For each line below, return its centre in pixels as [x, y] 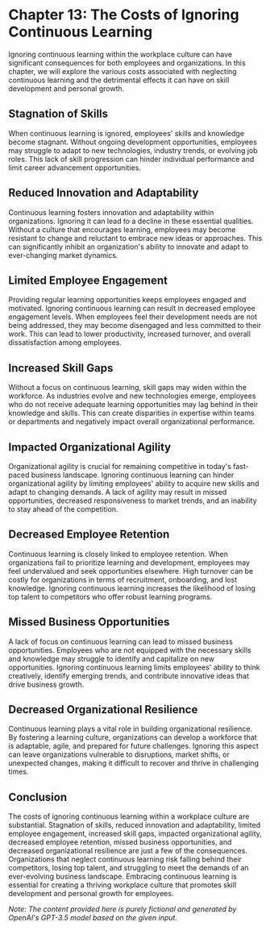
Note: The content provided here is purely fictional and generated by [123, 909]
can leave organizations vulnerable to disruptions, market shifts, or [119, 754]
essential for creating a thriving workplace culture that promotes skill [123, 885]
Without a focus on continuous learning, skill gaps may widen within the [128, 388]
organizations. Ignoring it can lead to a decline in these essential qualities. [131, 221]
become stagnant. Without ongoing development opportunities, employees [133, 142]
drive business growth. [46, 684]
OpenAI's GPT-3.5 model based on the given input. [93, 918]
